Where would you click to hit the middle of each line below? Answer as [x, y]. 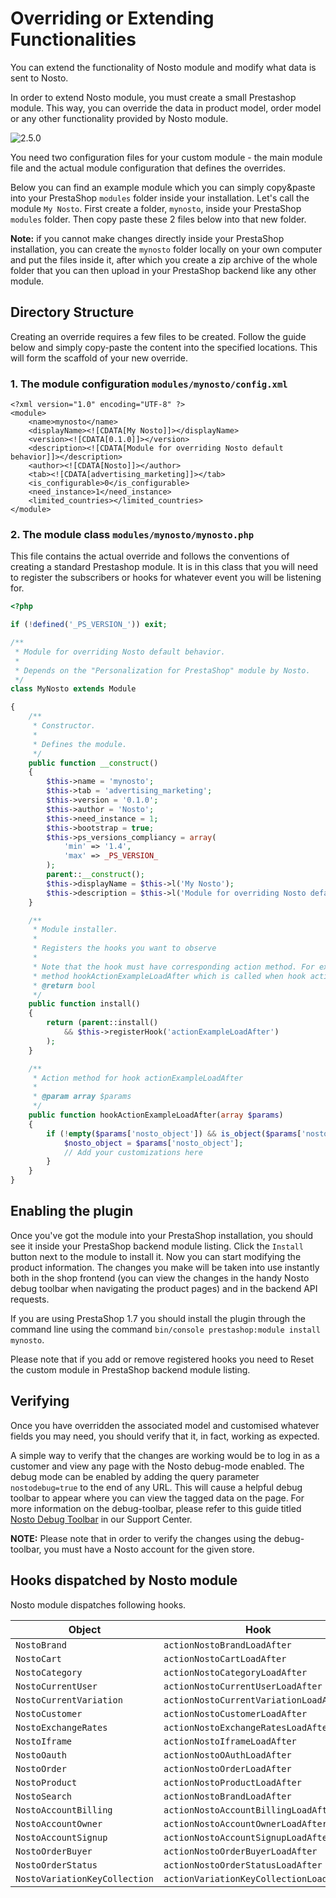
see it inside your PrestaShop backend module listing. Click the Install [157, 1246]
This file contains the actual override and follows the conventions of [150, 556]
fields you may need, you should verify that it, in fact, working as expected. [165, 1436]
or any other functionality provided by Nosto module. [119, 118]
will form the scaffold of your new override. [99, 358]
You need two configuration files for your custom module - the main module [166, 157]
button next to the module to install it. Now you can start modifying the [156, 1256]
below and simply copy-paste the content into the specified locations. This [164, 347]
